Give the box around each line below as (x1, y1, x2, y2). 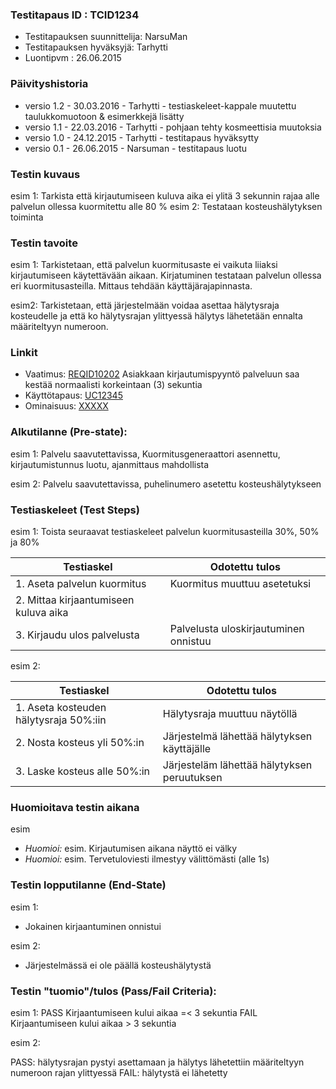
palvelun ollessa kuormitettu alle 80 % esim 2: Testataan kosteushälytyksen (10, 200, 323, 212)
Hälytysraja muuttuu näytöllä (162, 707, 298, 721)
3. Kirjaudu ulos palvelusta (15, 628, 140, 642)
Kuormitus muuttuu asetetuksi (169, 577, 312, 591)
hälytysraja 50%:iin (15, 713, 107, 727)
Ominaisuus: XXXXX (24, 400, 109, 412)
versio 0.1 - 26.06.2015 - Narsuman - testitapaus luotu (24, 142, 248, 154)
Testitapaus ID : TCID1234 (10, 8, 140, 22)
